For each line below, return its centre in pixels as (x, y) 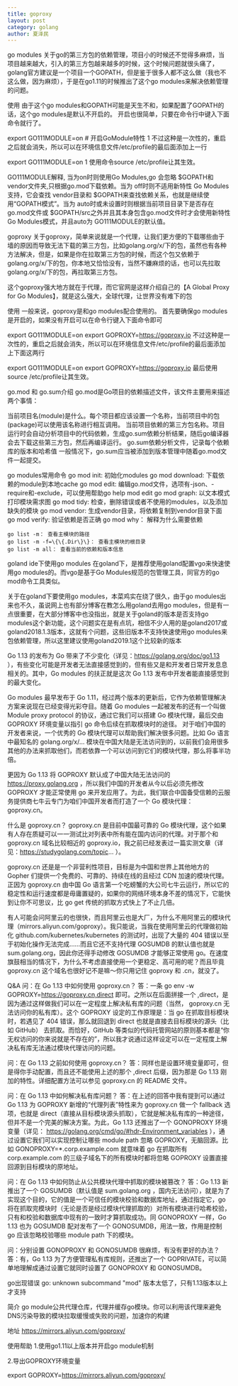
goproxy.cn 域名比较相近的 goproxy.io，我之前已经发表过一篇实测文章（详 (115, 843)
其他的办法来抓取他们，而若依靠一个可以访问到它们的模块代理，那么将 (110, 751)
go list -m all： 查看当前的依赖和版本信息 (66, 550)
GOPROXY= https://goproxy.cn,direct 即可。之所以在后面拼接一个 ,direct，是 (118, 995)
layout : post (27, 21)
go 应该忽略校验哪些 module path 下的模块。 (73, 1235)
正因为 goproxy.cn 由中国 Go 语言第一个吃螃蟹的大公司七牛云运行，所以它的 (118, 885)
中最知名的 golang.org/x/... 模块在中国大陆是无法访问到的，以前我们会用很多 (118, 742)
